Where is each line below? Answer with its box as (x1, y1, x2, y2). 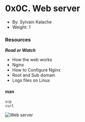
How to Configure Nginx (12, 67, 61, 73)
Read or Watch (5, 47, 36, 53)
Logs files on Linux (12, 77, 50, 83)
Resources (5, 36, 31, 43)
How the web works (12, 57, 52, 63)
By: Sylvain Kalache (12, 19, 52, 25)
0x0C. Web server (5, 3, 81, 14)
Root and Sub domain (12, 72, 56, 78)
